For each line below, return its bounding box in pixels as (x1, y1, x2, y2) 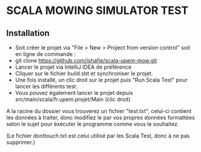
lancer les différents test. (15, 83, 78, 90)
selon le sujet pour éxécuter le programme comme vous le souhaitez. (6, 120, 179, 128)
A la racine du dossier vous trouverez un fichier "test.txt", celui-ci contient (6, 108, 192, 114)
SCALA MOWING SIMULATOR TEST (6, 4, 189, 18)
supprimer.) (6, 139, 35, 146)
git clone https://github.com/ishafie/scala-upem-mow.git (15, 57, 157, 64)
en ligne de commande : (15, 50, 76, 58)
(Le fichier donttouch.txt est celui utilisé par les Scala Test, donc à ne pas (6, 132, 190, 139)
